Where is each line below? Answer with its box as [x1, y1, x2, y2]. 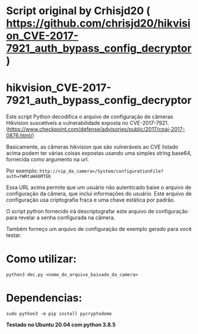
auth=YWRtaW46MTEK [6, 174, 51, 180]
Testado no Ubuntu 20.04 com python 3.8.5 [6, 321, 116, 328]
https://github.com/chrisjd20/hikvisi [6, 16, 191, 30]
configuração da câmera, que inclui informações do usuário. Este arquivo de [6, 190, 192, 197]
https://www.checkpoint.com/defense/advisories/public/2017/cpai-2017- [8, 125, 186, 133]
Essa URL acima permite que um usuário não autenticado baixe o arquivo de [6, 184, 192, 191]
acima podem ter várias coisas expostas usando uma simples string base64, [6, 150, 192, 157]
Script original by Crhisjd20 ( [6, 4, 150, 18]
